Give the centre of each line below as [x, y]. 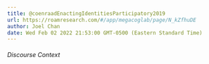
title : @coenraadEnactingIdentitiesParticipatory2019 [87, 13]
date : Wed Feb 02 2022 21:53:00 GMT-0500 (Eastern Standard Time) [105, 33]
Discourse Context [34, 54]
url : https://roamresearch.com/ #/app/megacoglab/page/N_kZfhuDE [102, 20]
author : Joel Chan [34, 26]
